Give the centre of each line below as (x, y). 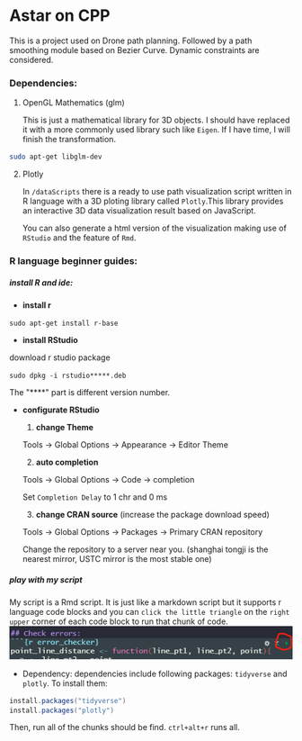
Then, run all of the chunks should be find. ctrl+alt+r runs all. (125, 727)
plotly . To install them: (65, 683)
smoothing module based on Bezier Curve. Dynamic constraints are (135, 50)
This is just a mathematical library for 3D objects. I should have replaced (156, 120)
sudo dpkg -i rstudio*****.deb (68, 375)
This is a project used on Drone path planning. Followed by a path (131, 41)
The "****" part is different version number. (90, 392)
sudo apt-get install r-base (64, 323)
